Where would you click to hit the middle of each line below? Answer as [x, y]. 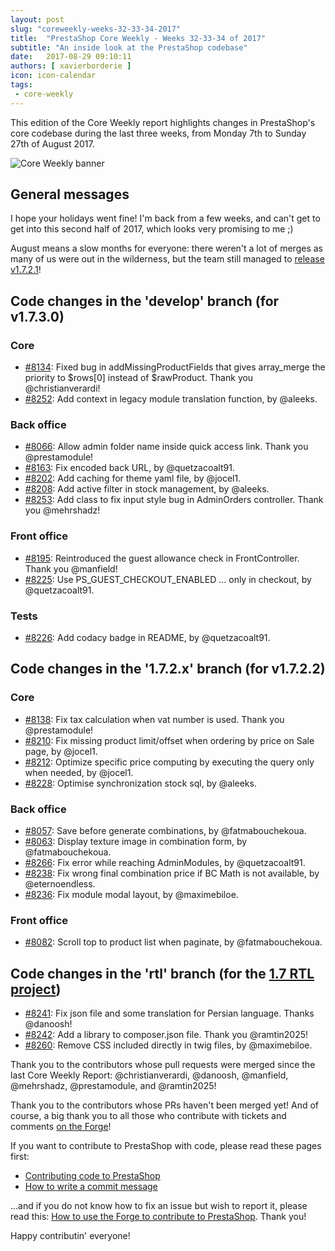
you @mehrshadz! [62, 510]
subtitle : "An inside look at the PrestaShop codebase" [129, 47]
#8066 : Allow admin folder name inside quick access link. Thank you [166, 447]
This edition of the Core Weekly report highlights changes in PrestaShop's [163, 122]
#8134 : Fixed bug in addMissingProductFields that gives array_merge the [175, 367]
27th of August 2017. [52, 143]
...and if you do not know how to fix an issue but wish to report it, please [159, 1206]
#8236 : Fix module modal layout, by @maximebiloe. [131, 894]
